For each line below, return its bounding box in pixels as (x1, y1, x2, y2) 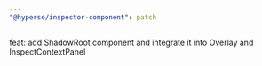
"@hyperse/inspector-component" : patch (9, 12, 157, 22)
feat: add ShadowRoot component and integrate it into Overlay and (9, 37, 254, 48)
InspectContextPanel (9, 46, 86, 57)
